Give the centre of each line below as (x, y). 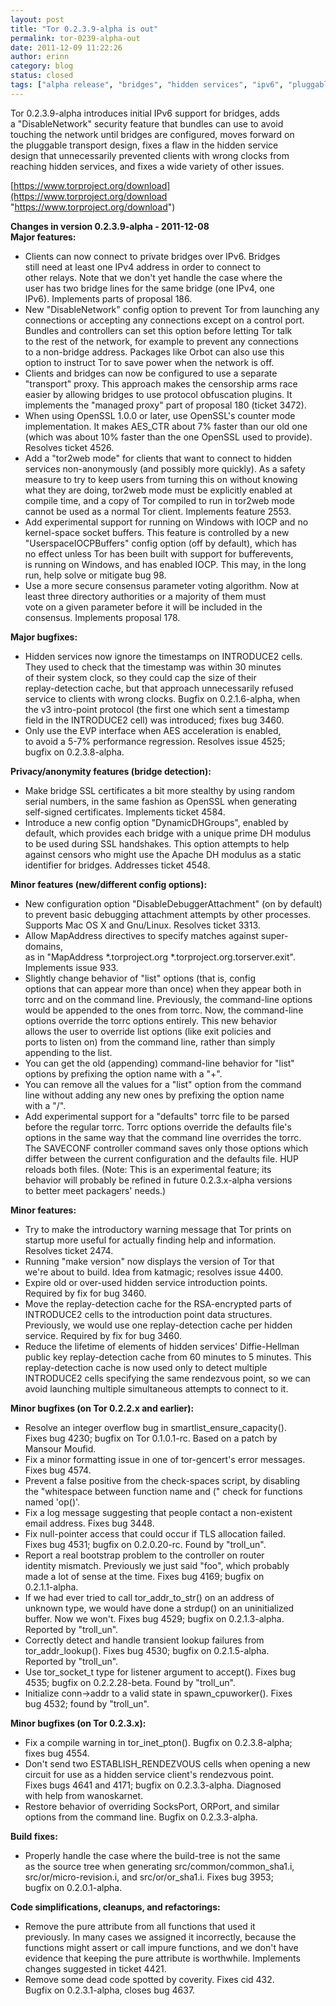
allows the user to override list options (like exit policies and (148, 1031)
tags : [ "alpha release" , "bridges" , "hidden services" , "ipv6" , (147, 85)
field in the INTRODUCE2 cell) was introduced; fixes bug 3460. (154, 720)
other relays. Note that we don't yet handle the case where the (153, 277)
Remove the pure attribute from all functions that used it (140, 1926)
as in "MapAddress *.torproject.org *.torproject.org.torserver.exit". (160, 957)
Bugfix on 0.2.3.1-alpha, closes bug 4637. (110, 1990)
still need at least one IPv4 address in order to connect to (143, 267)
